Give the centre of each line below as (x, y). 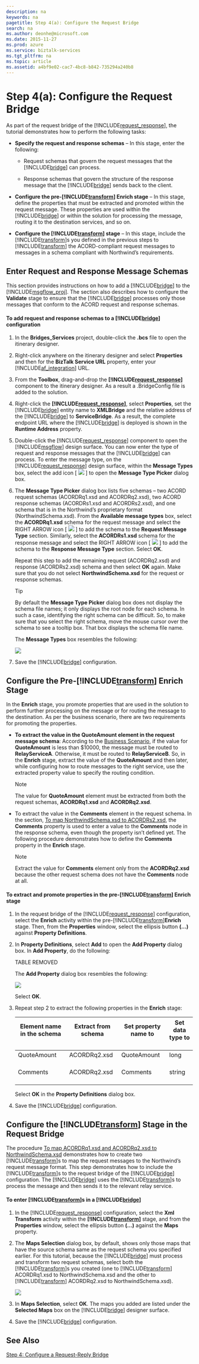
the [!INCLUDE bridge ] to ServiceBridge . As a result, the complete (95, 416)
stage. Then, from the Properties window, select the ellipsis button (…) (102, 927)
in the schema (41, 1034)
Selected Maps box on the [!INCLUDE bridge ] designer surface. (92, 1310)
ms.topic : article (29, 61)
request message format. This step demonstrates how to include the (90, 1167)
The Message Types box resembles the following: (76, 639)
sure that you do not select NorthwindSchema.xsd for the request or (99, 573)
